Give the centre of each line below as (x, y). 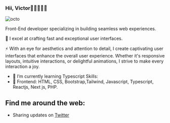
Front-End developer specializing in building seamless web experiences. (81, 29)
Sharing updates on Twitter (41, 115)
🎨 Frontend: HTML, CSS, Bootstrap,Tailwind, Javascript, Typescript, (83, 82)
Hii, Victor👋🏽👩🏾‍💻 (26, 8)
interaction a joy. (23, 67)
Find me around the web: (45, 103)
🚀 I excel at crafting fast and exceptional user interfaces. (64, 39)
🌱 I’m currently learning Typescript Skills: (55, 76)
